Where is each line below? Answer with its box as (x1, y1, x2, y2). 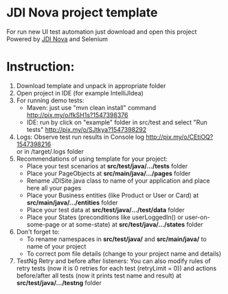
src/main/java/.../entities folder (26, 198, 118, 207)
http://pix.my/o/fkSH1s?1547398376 (26, 111, 128, 119)
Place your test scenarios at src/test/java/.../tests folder (26, 161, 188, 170)
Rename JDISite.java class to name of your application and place (26, 177, 210, 185)
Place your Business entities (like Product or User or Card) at (26, 191, 199, 199)
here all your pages (26, 183, 82, 192)
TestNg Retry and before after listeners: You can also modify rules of (16, 256, 211, 265)
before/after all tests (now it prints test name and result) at (16, 271, 182, 280)
